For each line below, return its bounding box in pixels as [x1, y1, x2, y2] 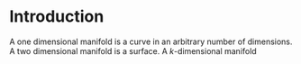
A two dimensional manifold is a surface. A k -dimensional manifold [9, 45, 257, 56]
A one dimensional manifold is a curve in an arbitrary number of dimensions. [9, 36, 293, 47]
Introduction [9, 6, 105, 27]
